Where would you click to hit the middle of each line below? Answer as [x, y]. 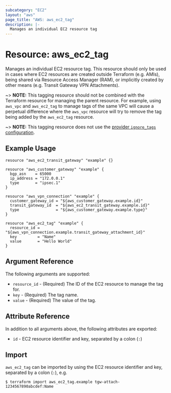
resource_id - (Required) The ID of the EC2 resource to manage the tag [88, 284]
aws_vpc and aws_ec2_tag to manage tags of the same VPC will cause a [80, 106]
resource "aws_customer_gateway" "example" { [55, 169]
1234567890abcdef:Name [29, 387]
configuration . [20, 133]
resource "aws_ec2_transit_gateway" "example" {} [59, 160]
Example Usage [31, 149]
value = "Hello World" [41, 241]
